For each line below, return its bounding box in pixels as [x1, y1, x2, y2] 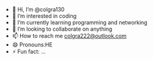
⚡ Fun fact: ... [12, 48, 46, 55]
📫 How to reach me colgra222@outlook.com [12, 32, 127, 39]
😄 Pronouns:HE [12, 41, 53, 48]
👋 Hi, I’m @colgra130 [12, 6, 65, 13]
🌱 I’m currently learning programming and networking [12, 19, 148, 26]
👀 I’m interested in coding [12, 12, 77, 20]
